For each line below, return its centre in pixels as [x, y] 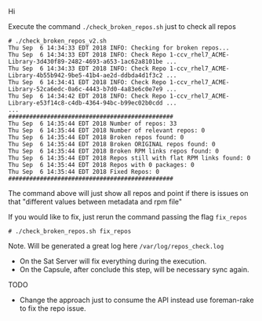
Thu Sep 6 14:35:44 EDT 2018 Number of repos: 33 [93, 124]
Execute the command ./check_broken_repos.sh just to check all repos [122, 26]
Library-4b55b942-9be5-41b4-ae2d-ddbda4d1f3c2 [86, 76]
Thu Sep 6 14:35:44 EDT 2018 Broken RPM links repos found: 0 [114, 151]
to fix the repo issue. [53, 308]
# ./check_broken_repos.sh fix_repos [70, 231]
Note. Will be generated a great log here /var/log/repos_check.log [116, 246]
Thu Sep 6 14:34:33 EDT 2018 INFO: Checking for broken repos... [119, 48]
